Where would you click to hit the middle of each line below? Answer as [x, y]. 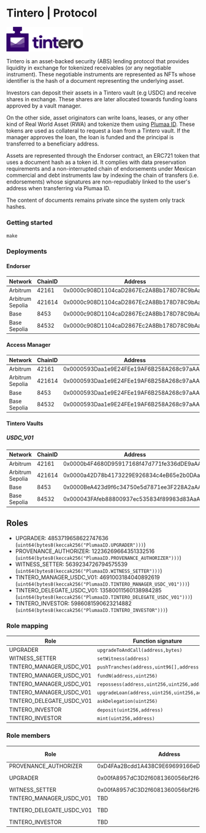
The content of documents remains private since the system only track [96, 200]
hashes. [16, 206]
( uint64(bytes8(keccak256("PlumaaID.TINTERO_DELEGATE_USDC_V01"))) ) [104, 597]
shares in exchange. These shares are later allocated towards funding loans [102, 99]
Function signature [158, 641]
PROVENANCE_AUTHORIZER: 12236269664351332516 [85, 551]
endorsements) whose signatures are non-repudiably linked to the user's [98, 182]
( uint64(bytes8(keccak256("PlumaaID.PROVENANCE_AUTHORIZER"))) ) [98, 557]
